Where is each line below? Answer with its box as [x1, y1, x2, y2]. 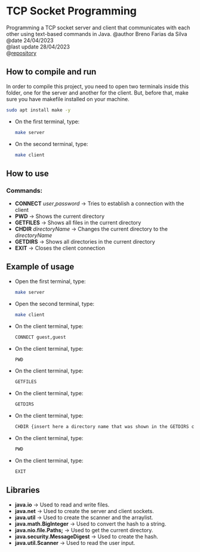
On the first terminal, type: [14, 118, 80, 125]
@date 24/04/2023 [6, 37, 54, 44]
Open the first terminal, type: [14, 277, 86, 285]
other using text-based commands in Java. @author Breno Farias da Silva [6, 30, 187, 37]
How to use [6, 168, 49, 178]
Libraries [6, 485, 40, 495]
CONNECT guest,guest [14, 334, 66, 340]
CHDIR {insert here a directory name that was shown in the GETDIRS [14, 424, 189, 430]
